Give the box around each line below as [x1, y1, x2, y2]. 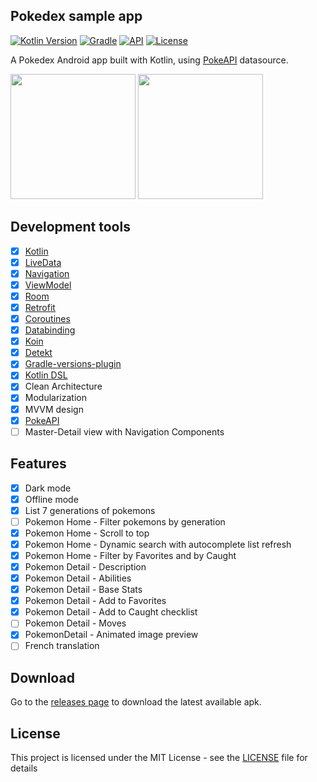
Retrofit [24, 301, 56, 313]
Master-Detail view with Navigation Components [24, 425, 225, 438]
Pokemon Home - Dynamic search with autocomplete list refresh [24, 538, 292, 550]
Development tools [10, 219, 131, 236]
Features [10, 455, 67, 473]
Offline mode [24, 493, 79, 505]
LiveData [24, 256, 62, 268]
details [10, 762, 38, 774]
